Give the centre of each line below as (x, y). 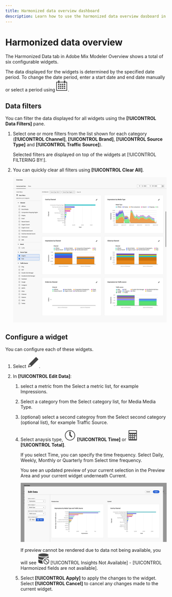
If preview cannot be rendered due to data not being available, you (91, 550)
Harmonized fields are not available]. (59, 568)
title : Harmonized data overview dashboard (52, 11)
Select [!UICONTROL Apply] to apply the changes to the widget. (89, 578)
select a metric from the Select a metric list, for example (80, 386)
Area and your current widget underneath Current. (73, 476)
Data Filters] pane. (25, 124)
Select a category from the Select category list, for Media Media (88, 402)
